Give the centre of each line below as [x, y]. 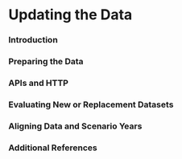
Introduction [33, 40]
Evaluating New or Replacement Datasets [91, 104]
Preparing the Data [46, 62]
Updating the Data [70, 15]
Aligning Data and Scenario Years [75, 126]
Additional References [53, 148]
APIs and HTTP [38, 83]
